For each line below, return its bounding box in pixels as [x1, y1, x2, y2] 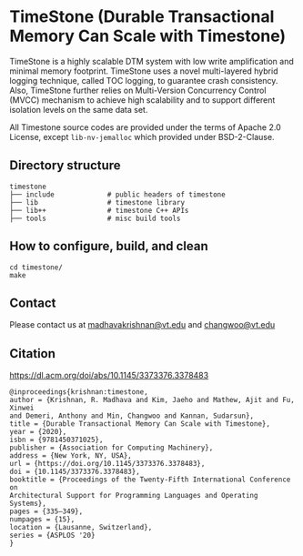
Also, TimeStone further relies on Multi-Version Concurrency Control [9, 85, 267, 96]
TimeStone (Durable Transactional [9, 6, 275, 27]
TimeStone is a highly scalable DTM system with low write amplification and [9, 56, 294, 66]
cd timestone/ [9, 262, 64, 272]
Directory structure [9, 157, 121, 174]
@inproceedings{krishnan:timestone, [9, 388, 148, 397]
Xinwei [9, 403, 35, 413]
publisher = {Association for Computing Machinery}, [9, 443, 214, 452]
